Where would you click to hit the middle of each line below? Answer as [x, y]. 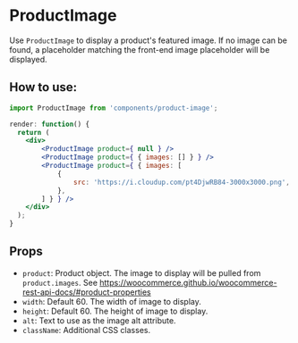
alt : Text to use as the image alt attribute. [99, 320]
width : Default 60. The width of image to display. [111, 301]
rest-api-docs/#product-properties [87, 292]
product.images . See [60, 282]
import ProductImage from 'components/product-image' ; [114, 108]
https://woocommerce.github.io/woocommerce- [188, 282]
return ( [34, 132]
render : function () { [50, 124]
